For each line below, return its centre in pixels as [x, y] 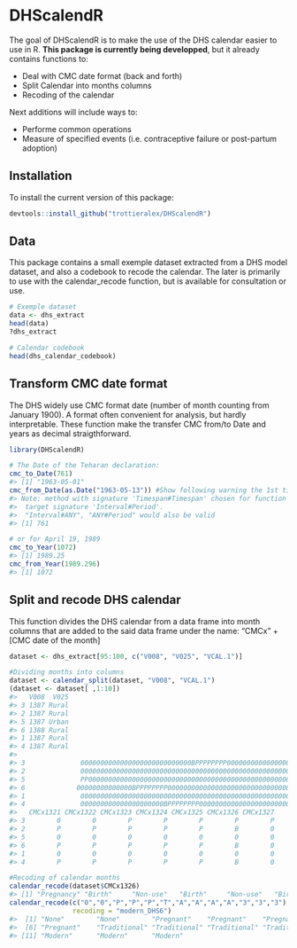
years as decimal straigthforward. [70, 433]
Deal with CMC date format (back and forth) [102, 75]
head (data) [29, 324]
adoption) [39, 148]
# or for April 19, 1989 [55, 539]
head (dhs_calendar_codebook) [63, 356]
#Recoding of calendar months [65, 878]
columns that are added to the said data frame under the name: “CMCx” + [144, 631]
